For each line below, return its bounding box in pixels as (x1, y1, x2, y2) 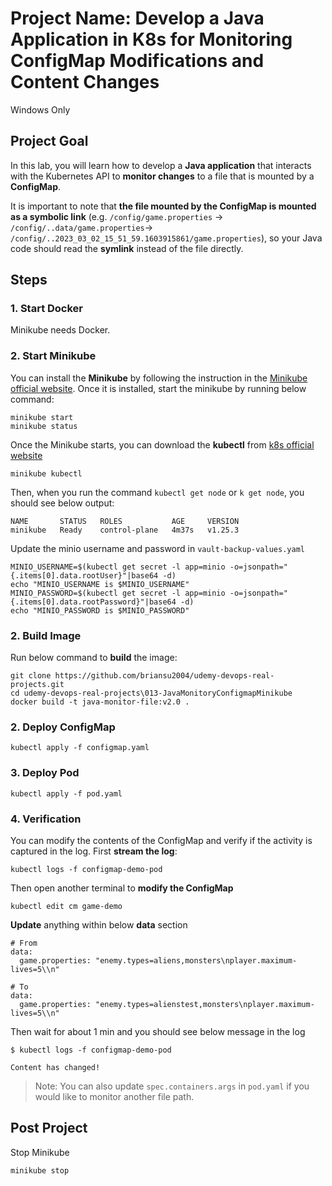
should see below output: (10, 497, 115, 509)
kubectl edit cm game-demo (10, 901, 123, 911)
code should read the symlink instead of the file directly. (10, 242, 244, 254)
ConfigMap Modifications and (10, 50, 265, 72)
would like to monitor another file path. (34, 1090, 195, 1102)
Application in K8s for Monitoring (10, 28, 293, 51)
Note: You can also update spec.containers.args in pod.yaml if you (34, 1080, 310, 1092)
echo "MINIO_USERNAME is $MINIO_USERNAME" (10, 579, 190, 589)
